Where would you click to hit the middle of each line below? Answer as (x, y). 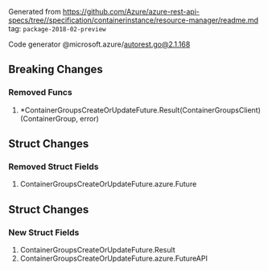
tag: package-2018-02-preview (57, 29)
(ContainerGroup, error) (59, 118)
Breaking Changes (56, 70)
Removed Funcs (40, 92)
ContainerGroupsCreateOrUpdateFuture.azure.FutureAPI (113, 259)
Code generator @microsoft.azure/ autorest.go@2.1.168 (99, 44)
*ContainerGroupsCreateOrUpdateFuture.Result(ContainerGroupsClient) (140, 110)
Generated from (35, 12)
